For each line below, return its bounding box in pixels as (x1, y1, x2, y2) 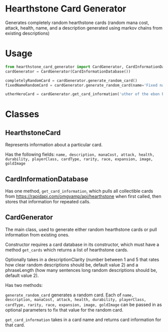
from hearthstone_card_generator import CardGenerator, (5, 64, 124, 69)
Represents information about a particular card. (5, 142, 103, 148)
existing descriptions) (5, 30, 50, 36)
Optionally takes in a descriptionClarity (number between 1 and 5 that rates (5, 256, 159, 262)
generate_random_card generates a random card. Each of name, (5, 291, 134, 298)
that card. (5, 321, 25, 328)
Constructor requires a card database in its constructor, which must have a (5, 241, 159, 247)
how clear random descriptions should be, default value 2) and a (5, 261, 138, 268)
